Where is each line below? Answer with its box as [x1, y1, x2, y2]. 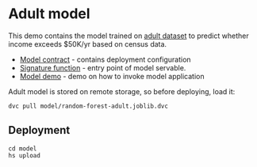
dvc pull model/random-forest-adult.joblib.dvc [8, 102, 169, 110]
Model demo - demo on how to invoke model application [19, 71, 205, 81]
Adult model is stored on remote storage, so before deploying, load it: [8, 86, 236, 96]
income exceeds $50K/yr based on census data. [8, 39, 167, 48]
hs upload [8, 151, 41, 159]
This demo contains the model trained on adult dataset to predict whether [8, 31, 249, 40]
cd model [8, 144, 37, 153]
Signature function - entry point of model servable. [19, 63, 186, 72]
